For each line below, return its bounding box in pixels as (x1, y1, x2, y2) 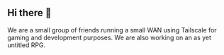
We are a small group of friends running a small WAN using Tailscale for (7, 25, 218, 34)
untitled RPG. (7, 40, 46, 49)
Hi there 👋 (7, 7, 52, 19)
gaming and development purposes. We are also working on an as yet (7, 33, 211, 42)
